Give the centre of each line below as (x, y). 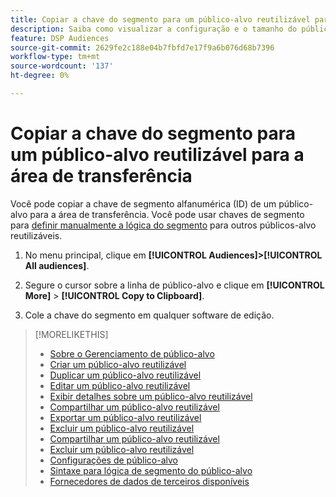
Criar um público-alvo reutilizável (118, 364)
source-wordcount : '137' (62, 66)
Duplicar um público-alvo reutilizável (125, 375)
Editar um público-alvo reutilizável (120, 385)
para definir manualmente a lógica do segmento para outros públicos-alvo (163, 225)
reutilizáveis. (36, 235)
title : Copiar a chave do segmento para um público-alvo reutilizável (160, 19)
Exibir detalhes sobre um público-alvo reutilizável (151, 396)
